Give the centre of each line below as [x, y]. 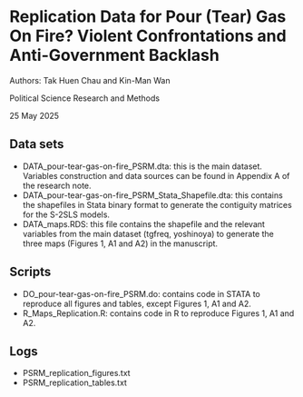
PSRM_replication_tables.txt [74, 382]
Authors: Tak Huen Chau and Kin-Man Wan [90, 80]
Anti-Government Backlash [114, 55]
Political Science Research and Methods [85, 98]
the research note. [57, 185]
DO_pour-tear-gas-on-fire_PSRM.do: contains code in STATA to [141, 293]
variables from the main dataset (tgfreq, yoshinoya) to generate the [148, 233]
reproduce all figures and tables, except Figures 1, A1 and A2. [137, 303]
